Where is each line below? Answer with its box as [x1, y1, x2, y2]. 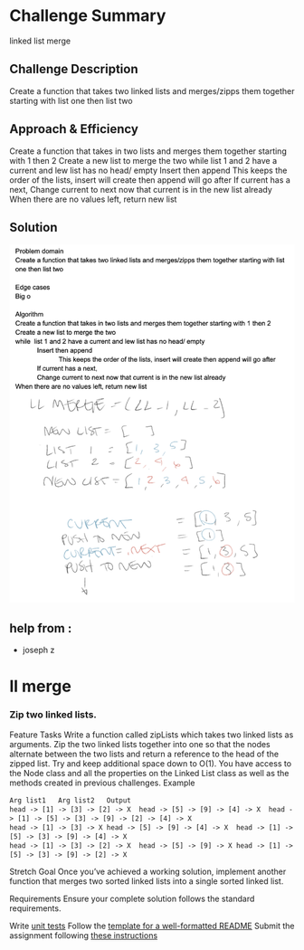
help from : [9, 621, 72, 636]
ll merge [9, 676, 72, 697]
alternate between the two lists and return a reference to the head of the [9, 748, 279, 759]
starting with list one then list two [9, 95, 133, 106]
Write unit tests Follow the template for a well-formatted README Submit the [9, 920, 295, 931]
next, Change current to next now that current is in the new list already [9, 184, 273, 195]
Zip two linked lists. [9, 708, 98, 721]
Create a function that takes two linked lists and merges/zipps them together [9, 85, 296, 96]
